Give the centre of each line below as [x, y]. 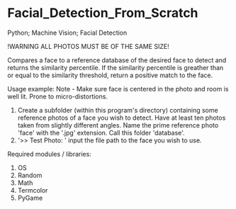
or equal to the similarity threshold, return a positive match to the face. [110, 75]
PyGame [30, 198]
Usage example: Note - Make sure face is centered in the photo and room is [118, 89]
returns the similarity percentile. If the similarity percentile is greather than [116, 67]
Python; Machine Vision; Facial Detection [67, 33]
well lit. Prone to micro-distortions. [58, 96]
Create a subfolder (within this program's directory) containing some [118, 110]
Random [30, 175]
